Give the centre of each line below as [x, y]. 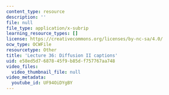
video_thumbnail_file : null [46, 72]
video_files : [22, 66]
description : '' [26, 17]
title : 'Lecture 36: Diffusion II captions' [62, 55]
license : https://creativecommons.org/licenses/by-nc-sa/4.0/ [84, 39]
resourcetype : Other [32, 50]
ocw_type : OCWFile [29, 45]
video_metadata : [26, 77]
